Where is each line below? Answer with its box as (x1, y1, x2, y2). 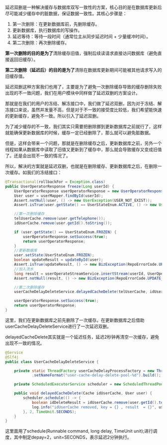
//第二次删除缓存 (14, 285, 45, 290)
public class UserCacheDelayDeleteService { (5, 359, 99, 364)
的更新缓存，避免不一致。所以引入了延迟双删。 (5, 113, 101, 119)
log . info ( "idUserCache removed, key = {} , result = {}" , (31, 404, 157, 410)
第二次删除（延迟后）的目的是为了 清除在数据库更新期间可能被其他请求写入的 (5, 67, 162, 73)
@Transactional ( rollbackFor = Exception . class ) (5, 179, 106, 184)
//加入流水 (14, 266, 34, 272)
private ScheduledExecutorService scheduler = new (14, 382, 121, 387)
